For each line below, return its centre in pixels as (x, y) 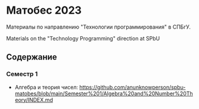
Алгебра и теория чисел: (46, 87)
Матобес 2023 (44, 10)
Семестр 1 (22, 74)
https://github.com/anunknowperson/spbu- (133, 87)
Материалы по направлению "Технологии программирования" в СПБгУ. (99, 27)
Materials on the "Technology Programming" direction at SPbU (83, 38)
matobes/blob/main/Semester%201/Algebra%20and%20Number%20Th (104, 94)
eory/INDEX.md (34, 99)
